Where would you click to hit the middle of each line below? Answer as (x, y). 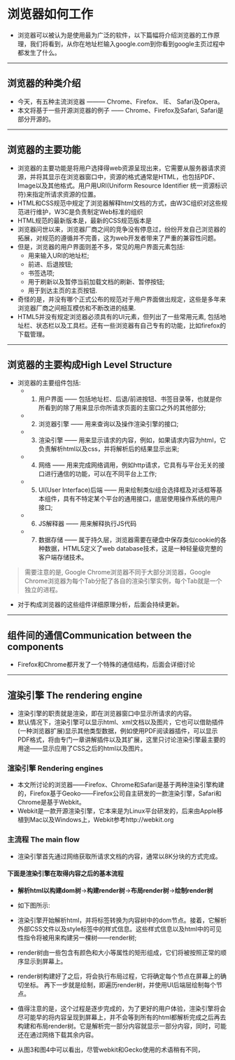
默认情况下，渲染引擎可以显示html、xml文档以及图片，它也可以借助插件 (121, 722)
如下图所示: (34, 905)
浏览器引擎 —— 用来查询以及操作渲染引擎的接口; (108, 424)
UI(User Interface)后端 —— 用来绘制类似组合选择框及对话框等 (127, 490)
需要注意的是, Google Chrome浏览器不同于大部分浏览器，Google (117, 572)
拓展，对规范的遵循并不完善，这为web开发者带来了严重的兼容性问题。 (119, 238)
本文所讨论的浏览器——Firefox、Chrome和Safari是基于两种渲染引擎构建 (121, 785)
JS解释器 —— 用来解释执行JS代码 (87, 524)
